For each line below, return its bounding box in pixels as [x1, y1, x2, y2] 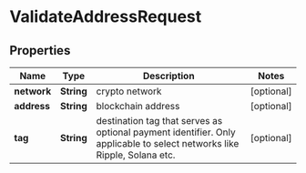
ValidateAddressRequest [9, 6, 202, 27]
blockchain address [96, 100, 180, 112]
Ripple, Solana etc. [96, 148, 176, 161]
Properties [9, 43, 71, 58]
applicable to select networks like [96, 137, 240, 149]
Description [142, 70, 195, 82]
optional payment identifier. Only [96, 126, 236, 138]
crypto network [96, 85, 162, 97]
